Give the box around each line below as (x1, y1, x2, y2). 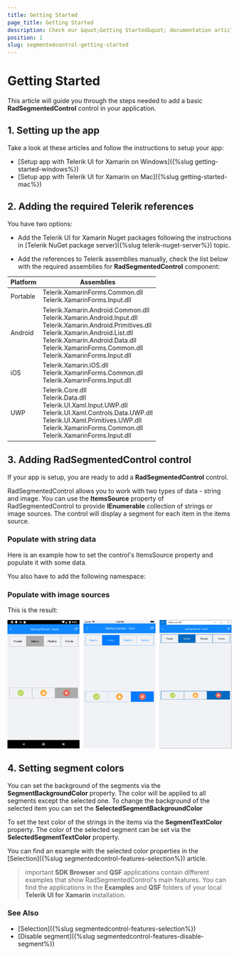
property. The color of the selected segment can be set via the (7, 825, 191, 833)
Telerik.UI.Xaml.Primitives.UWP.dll (42, 416, 142, 425)
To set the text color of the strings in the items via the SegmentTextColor (7, 818, 223, 826)
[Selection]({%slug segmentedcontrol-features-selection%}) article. (7, 854, 208, 863)
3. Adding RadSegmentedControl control (7, 454, 192, 466)
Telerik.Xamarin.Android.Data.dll (42, 336, 137, 344)
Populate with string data (7, 534, 96, 544)
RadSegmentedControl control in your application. (7, 104, 156, 113)
